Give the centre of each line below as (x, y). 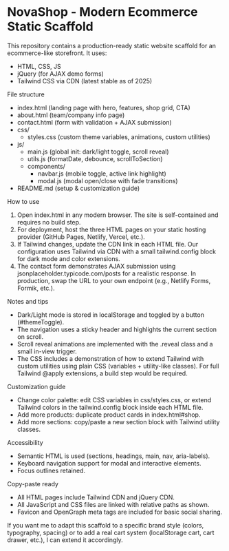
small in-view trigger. (47, 351)
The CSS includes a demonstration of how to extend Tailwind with (110, 358)
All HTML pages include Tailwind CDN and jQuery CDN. (96, 497)
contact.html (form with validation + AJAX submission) (94, 122)
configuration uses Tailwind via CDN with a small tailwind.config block (117, 251)
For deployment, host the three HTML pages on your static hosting (111, 229)
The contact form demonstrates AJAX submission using (96, 266)
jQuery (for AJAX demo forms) (61, 74)
